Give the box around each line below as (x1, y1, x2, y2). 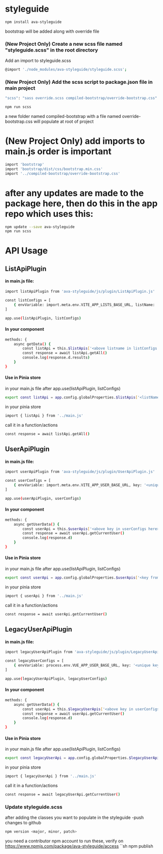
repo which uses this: (5, 208, 94, 219)
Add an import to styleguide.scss (5, 57, 71, 64)
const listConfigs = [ (5, 298, 51, 303)
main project (5, 84, 35, 91)
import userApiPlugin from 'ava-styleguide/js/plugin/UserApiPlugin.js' (5, 469, 155, 474)
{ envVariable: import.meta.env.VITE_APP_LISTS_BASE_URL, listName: (14, 302, 155, 307)
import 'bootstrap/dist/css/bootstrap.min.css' (5, 167, 103, 171)
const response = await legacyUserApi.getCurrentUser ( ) (5, 792, 120, 797)
